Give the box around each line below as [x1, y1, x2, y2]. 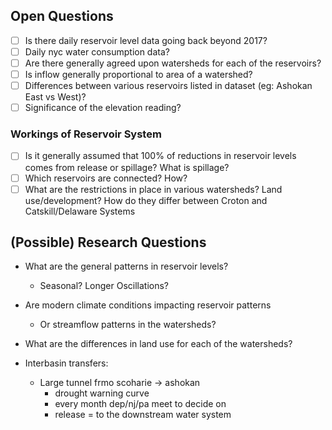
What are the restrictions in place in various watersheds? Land [24, 183, 283, 195]
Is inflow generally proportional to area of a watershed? [24, 69, 253, 80]
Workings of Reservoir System [10, 127, 162, 141]
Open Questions [10, 8, 114, 25]
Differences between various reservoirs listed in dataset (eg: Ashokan [24, 80, 313, 92]
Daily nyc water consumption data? [24, 45, 170, 58]
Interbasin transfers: [24, 357, 109, 369]
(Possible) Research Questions [10, 234, 207, 251]
